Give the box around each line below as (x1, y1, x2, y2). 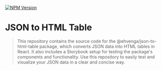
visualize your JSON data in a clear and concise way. (17, 59, 125, 65)
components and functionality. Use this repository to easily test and (17, 54, 155, 60)
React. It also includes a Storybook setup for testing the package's (17, 48, 153, 54)
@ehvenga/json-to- (117, 38, 157, 44)
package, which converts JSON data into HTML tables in (39, 43, 155, 49)
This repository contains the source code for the (17, 38, 116, 44)
